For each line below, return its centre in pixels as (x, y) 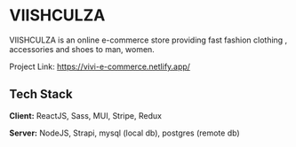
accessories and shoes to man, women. (82, 49)
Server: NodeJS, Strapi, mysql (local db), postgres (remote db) (124, 133)
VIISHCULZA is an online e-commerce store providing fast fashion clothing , (148, 40)
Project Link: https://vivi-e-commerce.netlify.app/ (100, 66)
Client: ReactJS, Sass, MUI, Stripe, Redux (86, 115)
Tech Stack (41, 94)
